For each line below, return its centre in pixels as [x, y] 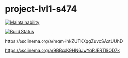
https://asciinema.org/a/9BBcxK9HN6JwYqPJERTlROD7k [63, 50]
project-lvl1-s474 [41, 9]
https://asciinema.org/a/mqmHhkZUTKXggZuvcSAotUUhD [64, 41]
